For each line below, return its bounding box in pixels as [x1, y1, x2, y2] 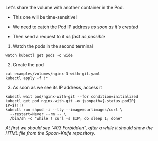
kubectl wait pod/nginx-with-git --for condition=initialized [5, 94, 138, 99]
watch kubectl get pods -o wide [5, 53, 73, 58]
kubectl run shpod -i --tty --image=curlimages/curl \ [5, 107, 123, 112]
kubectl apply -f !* [5, 76, 49, 81]
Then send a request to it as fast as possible [12, 34, 105, 39]
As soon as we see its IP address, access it [12, 85, 102, 90]
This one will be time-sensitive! [12, 14, 77, 20]
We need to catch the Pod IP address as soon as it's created [12, 24, 138, 30]
